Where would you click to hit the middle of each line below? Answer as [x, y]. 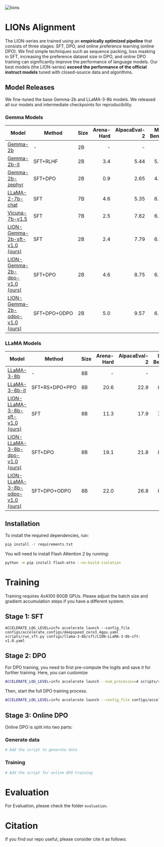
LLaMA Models [23, 343]
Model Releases [30, 87]
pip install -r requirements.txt [39, 544]
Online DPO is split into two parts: [39, 727]
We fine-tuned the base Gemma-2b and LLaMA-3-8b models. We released [80, 99]
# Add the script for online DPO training [49, 773]
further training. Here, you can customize [46, 673]
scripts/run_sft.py [25, 636]
